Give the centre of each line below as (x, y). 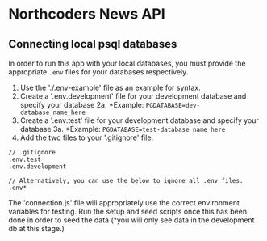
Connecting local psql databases (93, 44)
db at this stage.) (36, 228)
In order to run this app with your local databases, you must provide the (127, 63)
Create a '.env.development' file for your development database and (133, 96)
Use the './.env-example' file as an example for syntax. (111, 87)
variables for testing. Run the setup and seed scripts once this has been (128, 211)
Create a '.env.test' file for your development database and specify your (140, 120)
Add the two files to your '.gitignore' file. (87, 137)
